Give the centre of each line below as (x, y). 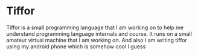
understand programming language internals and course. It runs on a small (99, 33)
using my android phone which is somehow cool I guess (76, 46)
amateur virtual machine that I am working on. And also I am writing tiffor (97, 40)
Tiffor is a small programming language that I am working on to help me (95, 27)
